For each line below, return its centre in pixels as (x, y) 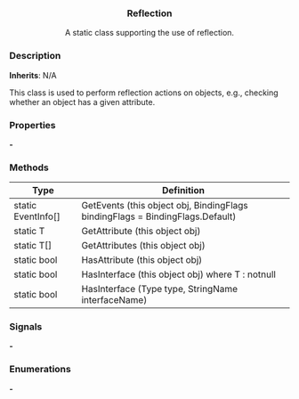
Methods (29, 167)
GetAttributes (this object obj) (144, 246)
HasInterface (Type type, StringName (160, 289)
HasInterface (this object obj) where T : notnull (178, 274)
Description (35, 56)
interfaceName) (114, 300)
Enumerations (40, 370)
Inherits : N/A (33, 75)
